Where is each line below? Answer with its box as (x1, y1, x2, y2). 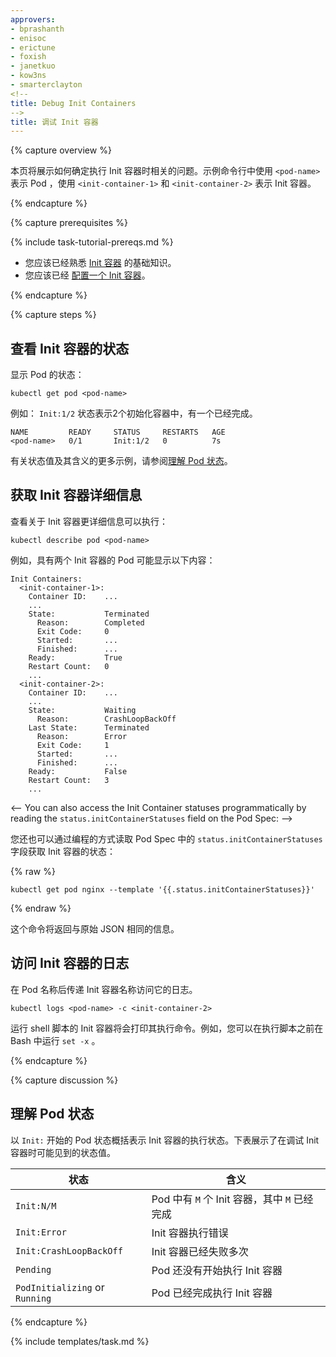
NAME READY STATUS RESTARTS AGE (10, 427, 226, 438)
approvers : (10, 14, 56, 25)
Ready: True (28, 652, 123, 663)
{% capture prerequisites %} (10, 217, 128, 229)
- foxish (10, 52, 47, 62)
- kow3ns (10, 71, 47, 81)
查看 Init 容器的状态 (10, 340, 130, 357)
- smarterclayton (10, 80, 83, 90)
